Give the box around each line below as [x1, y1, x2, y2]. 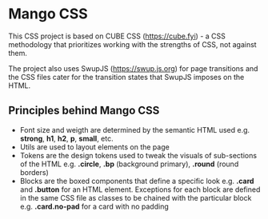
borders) [19, 167, 50, 177]
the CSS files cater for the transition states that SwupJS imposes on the [8, 72, 245, 82]
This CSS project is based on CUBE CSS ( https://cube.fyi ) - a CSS [8, 31, 226, 41]
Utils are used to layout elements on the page [19, 141, 170, 152]
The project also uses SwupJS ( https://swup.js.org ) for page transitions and [8, 63, 258, 73]
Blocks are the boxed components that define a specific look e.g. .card [19, 176, 254, 185]
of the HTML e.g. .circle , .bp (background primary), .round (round [19, 159, 239, 169]
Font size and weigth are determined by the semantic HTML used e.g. [19, 125, 250, 134]
